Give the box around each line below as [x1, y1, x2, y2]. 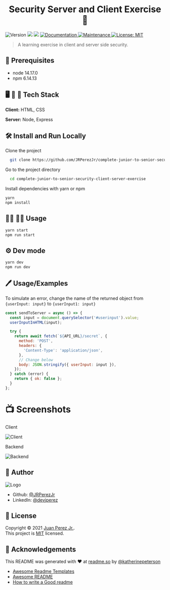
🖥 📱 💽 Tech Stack [5, 90, 59, 99]
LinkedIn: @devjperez [12, 497, 58, 503]
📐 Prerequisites [5, 56, 55, 65]
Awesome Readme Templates [12, 568, 75, 574]
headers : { [18, 343, 42, 349]
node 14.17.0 [12, 70, 38, 76]
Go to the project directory [5, 166, 61, 173]
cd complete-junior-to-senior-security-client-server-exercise [10, 177, 146, 182]
